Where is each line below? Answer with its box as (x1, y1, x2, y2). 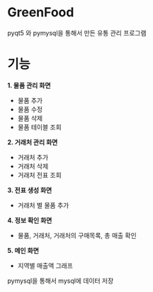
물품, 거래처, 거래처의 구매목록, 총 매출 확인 (17, 231, 137, 239)
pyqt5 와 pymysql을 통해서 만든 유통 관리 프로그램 (7, 28, 147, 37)
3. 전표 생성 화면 (7, 185, 52, 194)
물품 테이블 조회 (17, 122, 62, 131)
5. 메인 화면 (7, 246, 39, 254)
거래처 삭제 (17, 161, 49, 171)
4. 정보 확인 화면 (7, 216, 52, 225)
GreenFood (7, 4, 74, 21)
